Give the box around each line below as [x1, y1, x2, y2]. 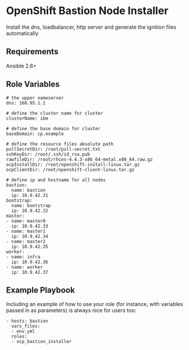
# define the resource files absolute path [6, 141, 114, 147]
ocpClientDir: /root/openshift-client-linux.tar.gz [6, 166, 135, 172]
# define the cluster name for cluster [6, 110, 104, 116]
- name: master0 [6, 218, 46, 224]
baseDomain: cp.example [6, 131, 64, 137]
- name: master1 [6, 228, 46, 234]
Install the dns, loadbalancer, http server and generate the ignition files [6, 23, 177, 30]
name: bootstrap [11, 202, 51, 209]
